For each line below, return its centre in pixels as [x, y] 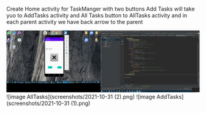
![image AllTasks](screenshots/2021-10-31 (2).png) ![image [81, 97]
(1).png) [81, 103]
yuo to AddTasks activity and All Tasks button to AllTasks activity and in [97, 15]
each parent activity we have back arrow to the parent [75, 22]
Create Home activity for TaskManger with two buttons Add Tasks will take [101, 9]
